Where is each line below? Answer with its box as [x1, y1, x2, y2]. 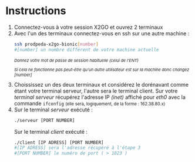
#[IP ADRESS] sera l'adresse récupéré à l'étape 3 [14, 145, 141, 151]
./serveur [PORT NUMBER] [14, 117, 75, 123]
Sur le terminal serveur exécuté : [14, 106, 93, 113]
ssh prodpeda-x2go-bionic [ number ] [14, 41, 99, 47]
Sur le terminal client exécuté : [14, 128, 88, 135]
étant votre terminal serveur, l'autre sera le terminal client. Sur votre [14, 87, 178, 94]
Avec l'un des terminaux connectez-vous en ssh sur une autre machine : [14, 29, 190, 37]
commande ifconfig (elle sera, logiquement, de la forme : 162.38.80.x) [14, 100, 166, 107]
